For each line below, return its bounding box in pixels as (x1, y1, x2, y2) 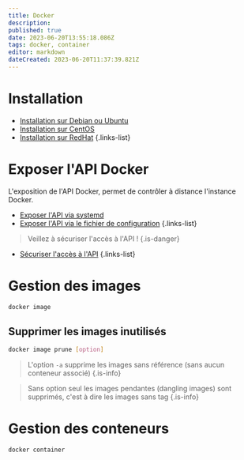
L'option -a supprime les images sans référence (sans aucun (27, 360, 225, 370)
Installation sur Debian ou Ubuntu (19, 115, 129, 125)
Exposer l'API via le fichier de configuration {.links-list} (19, 218, 197, 228)
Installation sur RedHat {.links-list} (19, 132, 131, 142)
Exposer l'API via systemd (19, 210, 104, 220)
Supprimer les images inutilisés (8, 325, 167, 338)
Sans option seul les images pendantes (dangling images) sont (27, 384, 232, 394)
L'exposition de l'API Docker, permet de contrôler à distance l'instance (8, 187, 237, 196)
